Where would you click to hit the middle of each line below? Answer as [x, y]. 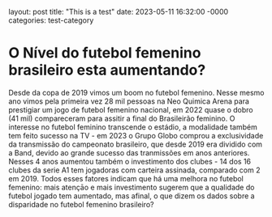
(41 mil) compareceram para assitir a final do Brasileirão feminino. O [122, 118]
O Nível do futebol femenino [105, 53]
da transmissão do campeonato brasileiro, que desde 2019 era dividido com [135, 144]
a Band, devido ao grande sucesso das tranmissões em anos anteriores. [129, 152]
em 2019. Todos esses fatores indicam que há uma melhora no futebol [126, 178]
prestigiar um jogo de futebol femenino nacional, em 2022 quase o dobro [131, 109]
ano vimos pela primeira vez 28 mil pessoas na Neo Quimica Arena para [129, 101]
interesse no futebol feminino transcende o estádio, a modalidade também [133, 127]
